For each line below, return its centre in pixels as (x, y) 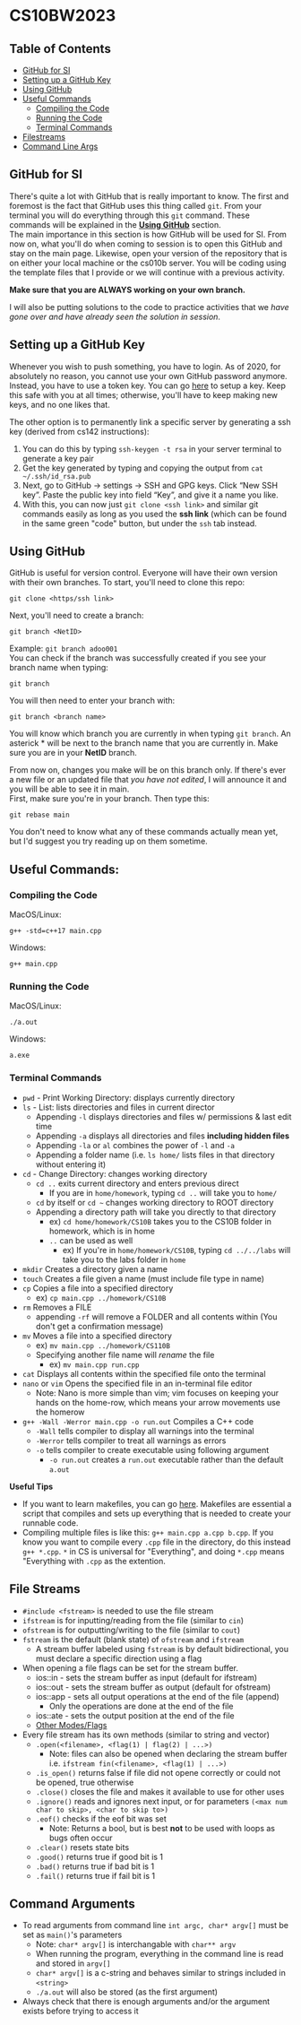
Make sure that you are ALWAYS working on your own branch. (128, 290)
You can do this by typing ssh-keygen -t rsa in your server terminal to (152, 448)
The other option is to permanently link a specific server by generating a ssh (150, 421)
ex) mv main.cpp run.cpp (94, 1364)
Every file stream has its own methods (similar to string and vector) (146, 1735)
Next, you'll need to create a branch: (77, 616)
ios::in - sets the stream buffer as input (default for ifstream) (146, 1677)
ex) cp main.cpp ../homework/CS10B (101, 1297)
